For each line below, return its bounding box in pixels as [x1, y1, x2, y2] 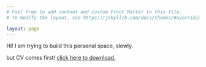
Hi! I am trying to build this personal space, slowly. [6, 42, 134, 49]
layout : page [6, 26, 40, 32]
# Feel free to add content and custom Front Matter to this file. [6, 9, 183, 15]
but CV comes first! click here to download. [6, 54, 116, 62]
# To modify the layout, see [6, 15, 81, 21]
